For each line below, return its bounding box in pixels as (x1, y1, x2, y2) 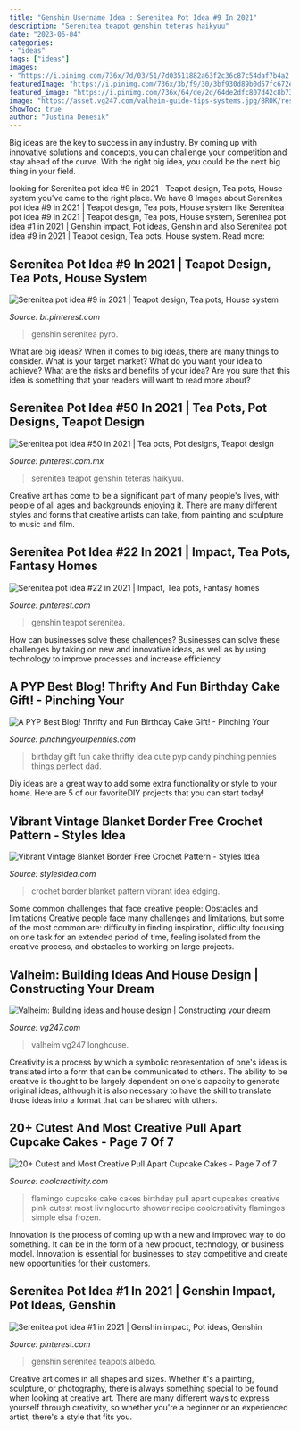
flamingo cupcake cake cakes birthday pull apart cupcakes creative (30, 1192, 280, 1203)
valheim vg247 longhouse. (30, 1040, 129, 1050)
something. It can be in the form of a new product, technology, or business (9, 1239, 284, 1250)
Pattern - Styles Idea (9, 828, 127, 843)
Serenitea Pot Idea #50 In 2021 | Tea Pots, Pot (9, 400, 268, 416)
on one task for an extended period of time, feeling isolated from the (9, 931, 261, 943)
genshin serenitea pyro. (30, 328, 119, 340)
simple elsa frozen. (30, 1212, 102, 1223)
